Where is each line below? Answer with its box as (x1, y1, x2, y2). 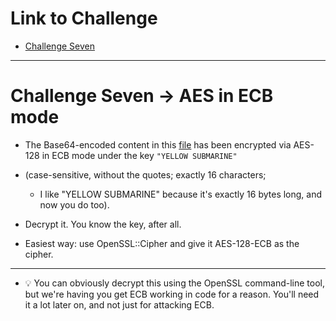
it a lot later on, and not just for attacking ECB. (24, 298, 215, 311)
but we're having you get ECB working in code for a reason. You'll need (24, 288, 320, 300)
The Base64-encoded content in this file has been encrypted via (24, 138, 292, 151)
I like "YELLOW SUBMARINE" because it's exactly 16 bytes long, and (39, 188, 323, 200)
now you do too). (39, 198, 110, 211)
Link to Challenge (10, 7, 158, 30)
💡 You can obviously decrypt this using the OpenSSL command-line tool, (24, 277, 326, 289)
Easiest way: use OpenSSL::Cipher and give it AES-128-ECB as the (24, 237, 300, 249)
